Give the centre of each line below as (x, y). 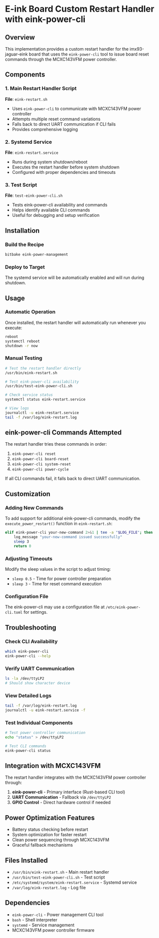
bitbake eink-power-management (37, 254)
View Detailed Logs (28, 695)
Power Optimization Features (50, 817)
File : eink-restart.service (32, 152)
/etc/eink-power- (123, 607)
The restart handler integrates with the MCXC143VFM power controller (76, 777)
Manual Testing (24, 358)
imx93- (137, 49)
